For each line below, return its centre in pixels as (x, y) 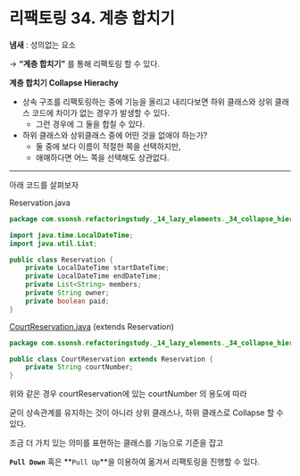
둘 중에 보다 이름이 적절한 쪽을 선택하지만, (108, 146)
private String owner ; (67, 293)
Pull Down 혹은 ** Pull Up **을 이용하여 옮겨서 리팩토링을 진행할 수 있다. (135, 462)
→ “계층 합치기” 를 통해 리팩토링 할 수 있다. (85, 63)
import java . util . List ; (54, 243)
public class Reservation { (62, 260)
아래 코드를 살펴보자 (44, 185)
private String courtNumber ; (79, 367)
